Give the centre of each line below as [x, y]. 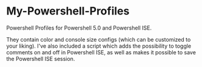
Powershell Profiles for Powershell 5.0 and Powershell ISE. [79, 28]
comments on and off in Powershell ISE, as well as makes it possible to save [101, 52]
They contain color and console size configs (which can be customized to [99, 39]
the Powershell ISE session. [41, 59]
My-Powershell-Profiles [68, 11]
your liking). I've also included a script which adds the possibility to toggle [99, 46]
